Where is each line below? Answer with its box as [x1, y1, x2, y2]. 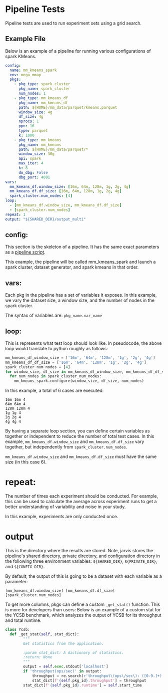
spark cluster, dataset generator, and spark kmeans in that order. [5, 264, 139, 270]
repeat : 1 [5, 212, 26, 217]
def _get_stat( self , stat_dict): [9, 631, 79, 637]
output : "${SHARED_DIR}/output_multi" [5, 216, 86, 221]
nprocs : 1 [18, 119, 39, 124]
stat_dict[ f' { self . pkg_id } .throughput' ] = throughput [31, 678, 146, 683]
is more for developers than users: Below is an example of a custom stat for [5, 607, 161, 613]
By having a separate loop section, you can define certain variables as [5, 428, 150, 434]
